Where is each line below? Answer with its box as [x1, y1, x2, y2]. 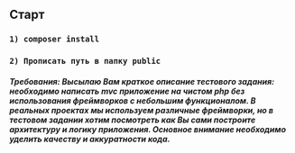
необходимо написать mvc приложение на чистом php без [9, 85, 245, 96]
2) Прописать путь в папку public [9, 56, 161, 67]
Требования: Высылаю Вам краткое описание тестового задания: [9, 76, 275, 86]
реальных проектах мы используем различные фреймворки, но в [9, 104, 273, 115]
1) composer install [9, 34, 100, 44]
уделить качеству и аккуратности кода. [9, 133, 171, 144]
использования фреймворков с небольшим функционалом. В [9, 94, 256, 106]
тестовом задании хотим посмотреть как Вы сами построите [9, 114, 256, 125]
